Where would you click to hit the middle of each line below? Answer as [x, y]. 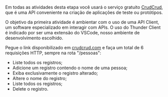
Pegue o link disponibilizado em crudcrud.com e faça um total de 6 [74, 48]
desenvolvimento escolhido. [34, 38]
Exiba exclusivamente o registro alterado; [55, 73]
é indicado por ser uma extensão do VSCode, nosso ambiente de [72, 33]
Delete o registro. [30, 89]
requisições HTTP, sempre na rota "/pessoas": [53, 53]
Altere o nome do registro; [39, 78]
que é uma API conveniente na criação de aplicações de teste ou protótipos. [84, 12]
